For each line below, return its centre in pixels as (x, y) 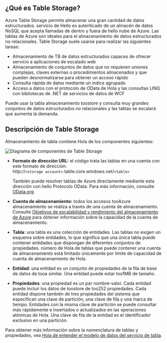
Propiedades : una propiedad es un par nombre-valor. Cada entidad (82, 283)
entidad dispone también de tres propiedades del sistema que (76, 294)
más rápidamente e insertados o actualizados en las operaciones (79, 310)
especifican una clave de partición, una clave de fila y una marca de (82, 299)
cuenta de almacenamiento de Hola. (49, 258)
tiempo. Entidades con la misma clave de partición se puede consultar (84, 304)
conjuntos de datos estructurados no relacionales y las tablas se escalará (81, 108)
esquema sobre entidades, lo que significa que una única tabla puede (84, 237)
